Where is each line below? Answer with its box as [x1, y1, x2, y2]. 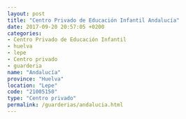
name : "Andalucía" [7, 69, 61, 76]
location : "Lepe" [7, 82, 58, 89]
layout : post [7, 10, 45, 17]
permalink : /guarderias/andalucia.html [7, 101, 124, 108]
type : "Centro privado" [7, 95, 77, 102]
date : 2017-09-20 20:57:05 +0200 [7, 23, 105, 30]
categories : [7, 29, 42, 37]
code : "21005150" [7, 88, 58, 95]
